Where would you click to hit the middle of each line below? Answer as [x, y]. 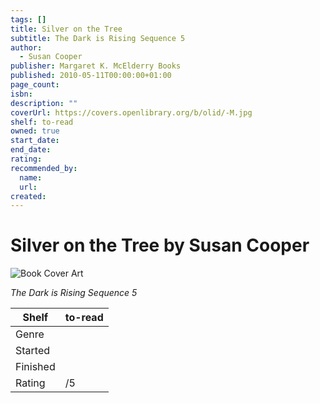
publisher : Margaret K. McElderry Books [96, 66]
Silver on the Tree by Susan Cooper [160, 245]
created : [28, 196]
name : [31, 177]
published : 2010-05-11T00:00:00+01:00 [91, 76]
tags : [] [28, 19]
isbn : [21, 94]
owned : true [35, 131]
